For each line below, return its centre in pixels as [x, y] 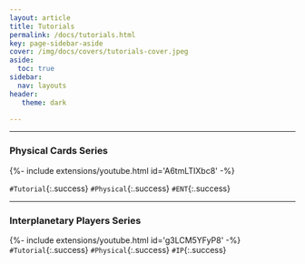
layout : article [40, 18]
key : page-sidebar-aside [56, 43]
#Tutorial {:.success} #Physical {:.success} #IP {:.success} [118, 249]
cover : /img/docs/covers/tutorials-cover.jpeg [99, 52]
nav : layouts [42, 86]
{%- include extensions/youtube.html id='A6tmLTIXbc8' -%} [122, 170]
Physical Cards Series [59, 151]
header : [24, 94]
